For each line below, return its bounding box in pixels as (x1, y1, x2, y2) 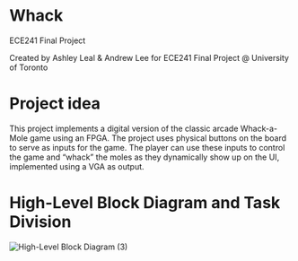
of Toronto (9, 62, 48, 73)
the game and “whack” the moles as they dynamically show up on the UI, (9, 152, 280, 162)
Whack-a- (240, 123, 278, 134)
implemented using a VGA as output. (9, 161, 145, 171)
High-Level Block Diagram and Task (9, 193, 281, 213)
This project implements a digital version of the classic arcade (9, 123, 239, 134)
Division (9, 212, 72, 232)
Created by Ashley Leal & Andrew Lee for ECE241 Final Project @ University (9, 52, 290, 63)
